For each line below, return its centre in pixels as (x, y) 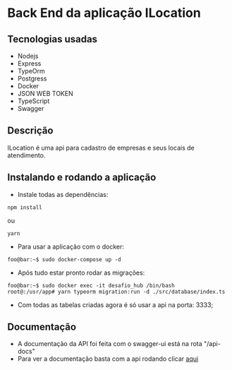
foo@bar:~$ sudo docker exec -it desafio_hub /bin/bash (91, 285)
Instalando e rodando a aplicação (82, 178)
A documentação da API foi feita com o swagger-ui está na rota (110, 344)
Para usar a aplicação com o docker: (71, 246)
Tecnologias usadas (52, 39)
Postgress (32, 78)
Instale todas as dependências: (63, 194)
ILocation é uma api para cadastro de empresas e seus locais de (101, 148)
